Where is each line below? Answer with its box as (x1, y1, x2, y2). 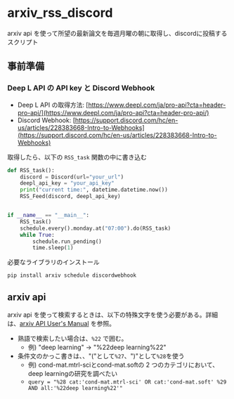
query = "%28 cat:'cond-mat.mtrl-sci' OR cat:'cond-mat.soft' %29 (27, 379, 227, 386)
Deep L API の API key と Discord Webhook (7, 83, 155, 93)
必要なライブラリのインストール (7, 258, 100, 266)
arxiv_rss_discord (7, 5, 113, 21)
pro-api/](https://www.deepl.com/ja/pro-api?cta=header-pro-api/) (17, 108, 209, 117)
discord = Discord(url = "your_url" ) (20, 174, 124, 181)
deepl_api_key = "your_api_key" (20, 180, 115, 187)
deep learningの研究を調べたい (27, 369, 118, 378)
